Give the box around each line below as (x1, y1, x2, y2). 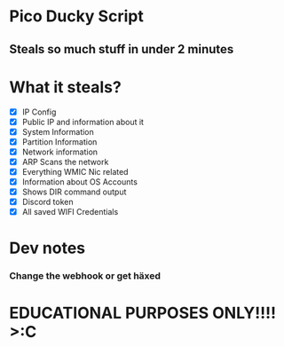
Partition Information (21, 136, 98, 147)
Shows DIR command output (21, 186, 127, 197)
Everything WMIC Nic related (21, 166, 129, 177)
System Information (21, 126, 95, 137)
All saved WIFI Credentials (21, 207, 119, 217)
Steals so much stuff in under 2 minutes (9, 42, 234, 57)
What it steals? (9, 77, 122, 97)
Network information (21, 146, 99, 157)
